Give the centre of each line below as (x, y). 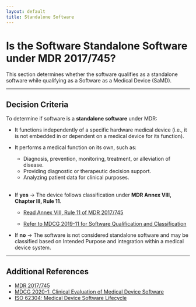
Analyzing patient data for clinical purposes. (76, 177)
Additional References (48, 272)
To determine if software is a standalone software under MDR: (82, 119)
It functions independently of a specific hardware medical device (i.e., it (101, 130)
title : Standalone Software (40, 17)
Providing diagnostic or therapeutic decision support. (87, 171)
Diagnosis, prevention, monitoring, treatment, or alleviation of (97, 159)
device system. (33, 248)
